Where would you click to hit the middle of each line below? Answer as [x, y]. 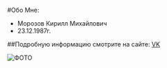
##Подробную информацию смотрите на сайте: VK [84, 44]
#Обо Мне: [23, 10]
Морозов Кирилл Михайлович [62, 23]
